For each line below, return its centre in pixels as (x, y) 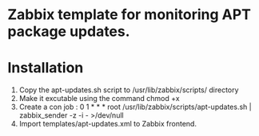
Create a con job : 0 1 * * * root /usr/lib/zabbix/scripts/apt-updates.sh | (135, 107)
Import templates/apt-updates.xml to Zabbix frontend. (108, 124)
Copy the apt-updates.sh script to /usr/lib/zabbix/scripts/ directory (129, 90)
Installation (46, 68)
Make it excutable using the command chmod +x (100, 99)
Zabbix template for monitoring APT (129, 15)
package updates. (69, 31)
